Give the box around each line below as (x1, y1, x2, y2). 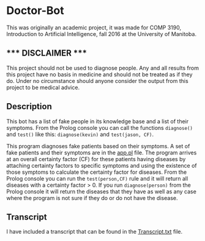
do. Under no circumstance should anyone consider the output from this (6, 77, 188, 84)
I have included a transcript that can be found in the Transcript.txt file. (6, 228, 183, 236)
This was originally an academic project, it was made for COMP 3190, (6, 24, 182, 31)
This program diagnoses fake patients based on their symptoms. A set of (6, 142, 190, 149)
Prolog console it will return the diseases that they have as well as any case (6, 187, 197, 195)
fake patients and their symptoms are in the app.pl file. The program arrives (6, 149, 197, 156)
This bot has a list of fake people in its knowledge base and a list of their (6, 117, 188, 125)
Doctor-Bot (6, 4, 64, 18)
